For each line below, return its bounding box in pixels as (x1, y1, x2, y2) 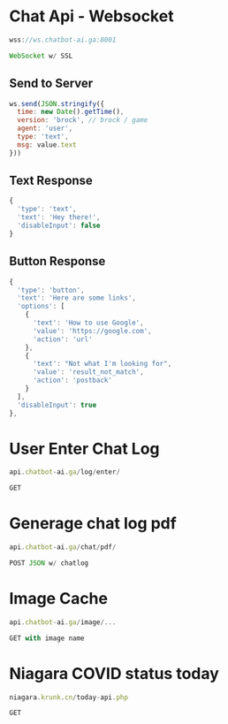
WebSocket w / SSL (9, 51, 73, 60)
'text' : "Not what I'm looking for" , (32, 360, 172, 369)
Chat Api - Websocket (9, 6, 174, 27)
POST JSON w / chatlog (9, 559, 89, 568)
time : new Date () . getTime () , (17, 108, 125, 117)
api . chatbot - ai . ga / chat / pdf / (9, 543, 117, 552)
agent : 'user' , (17, 124, 73, 133)
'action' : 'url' (32, 334, 93, 344)
